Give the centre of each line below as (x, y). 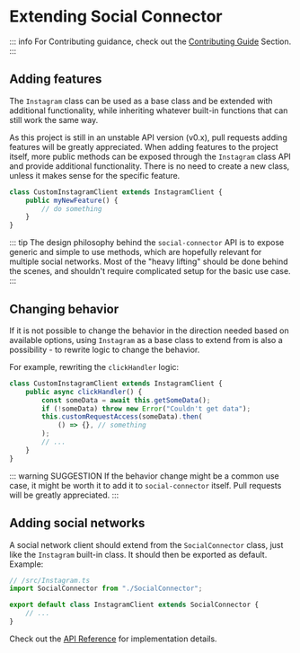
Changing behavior (64, 309)
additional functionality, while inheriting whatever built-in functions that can (149, 110)
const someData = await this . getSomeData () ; (126, 400)
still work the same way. (54, 119)
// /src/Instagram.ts (50, 580)
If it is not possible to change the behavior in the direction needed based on (149, 331)
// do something (72, 208)
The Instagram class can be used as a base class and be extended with (141, 101)
